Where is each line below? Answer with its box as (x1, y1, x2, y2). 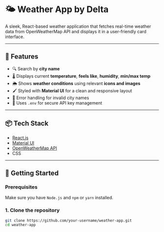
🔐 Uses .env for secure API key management (12, 100, 102, 105)
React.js (12, 135, 29, 141)
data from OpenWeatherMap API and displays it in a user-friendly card (5, 28, 146, 34)
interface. (5, 34, 24, 40)
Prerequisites (5, 184, 38, 190)
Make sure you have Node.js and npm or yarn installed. (5, 195, 114, 201)
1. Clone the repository (5, 207, 60, 214)
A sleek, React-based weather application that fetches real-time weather (5, 23, 151, 29)
